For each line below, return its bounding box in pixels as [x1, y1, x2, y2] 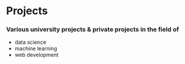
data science [14, 39, 47, 46]
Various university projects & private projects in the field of [6, 25, 179, 34]
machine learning [14, 45, 57, 52]
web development [14, 52, 59, 59]
